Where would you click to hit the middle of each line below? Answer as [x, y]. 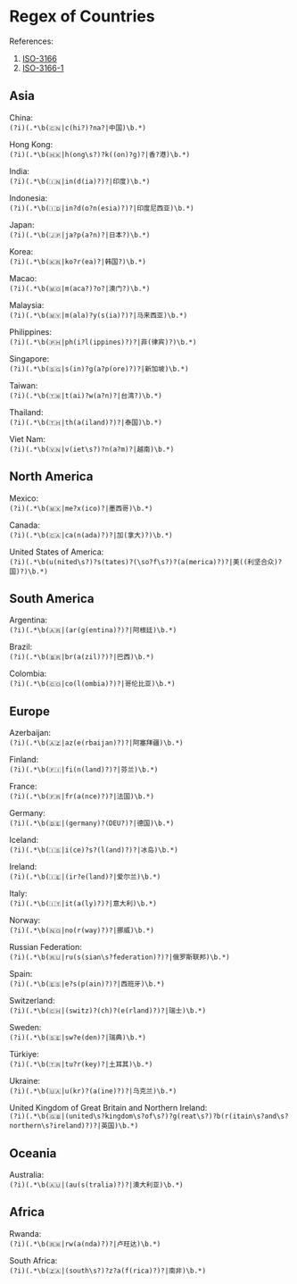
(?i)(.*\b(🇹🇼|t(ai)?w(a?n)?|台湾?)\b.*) [86, 396]
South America [52, 599]
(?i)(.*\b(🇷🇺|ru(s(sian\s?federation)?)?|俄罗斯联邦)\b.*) [120, 957]
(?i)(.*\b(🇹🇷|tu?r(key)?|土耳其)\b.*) [81, 1064]
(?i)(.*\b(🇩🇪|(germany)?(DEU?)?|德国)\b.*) [92, 823]
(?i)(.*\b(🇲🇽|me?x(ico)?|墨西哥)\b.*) [81, 508]
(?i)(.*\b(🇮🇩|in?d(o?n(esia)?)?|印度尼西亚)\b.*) [102, 208]
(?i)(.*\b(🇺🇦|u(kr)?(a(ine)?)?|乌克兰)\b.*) [93, 1091]
